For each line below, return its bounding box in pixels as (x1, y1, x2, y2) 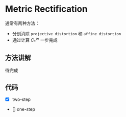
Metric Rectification (5, 3, 88, 15)
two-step (12, 96, 31, 102)
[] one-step (12, 106, 35, 112)
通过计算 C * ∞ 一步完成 (12, 36, 58, 44)
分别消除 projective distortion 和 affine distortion (12, 30, 121, 36)
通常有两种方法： (5, 20, 40, 26)
